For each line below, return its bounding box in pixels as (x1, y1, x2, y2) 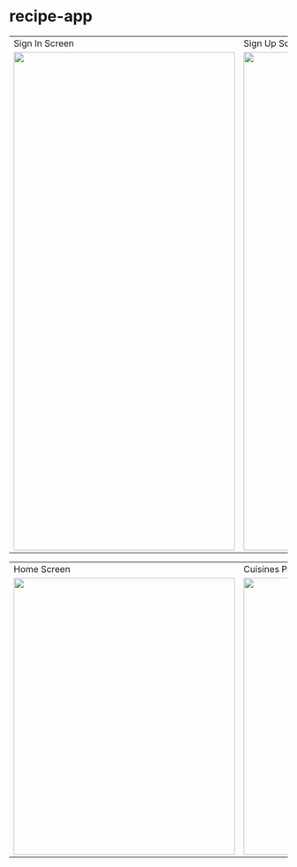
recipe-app (9, 6, 93, 27)
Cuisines (243, 562, 280, 575)
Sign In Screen (13, 37, 75, 50)
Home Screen (13, 562, 71, 575)
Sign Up (243, 37, 277, 50)
